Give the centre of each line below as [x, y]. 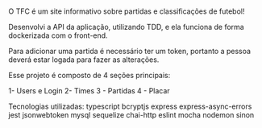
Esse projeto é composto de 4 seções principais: [89, 75]
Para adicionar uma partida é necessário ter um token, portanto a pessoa [130, 51]
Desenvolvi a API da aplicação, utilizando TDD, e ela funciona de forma [126, 27]
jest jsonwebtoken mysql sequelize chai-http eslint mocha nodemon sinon [131, 115]
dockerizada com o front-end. [58, 35]
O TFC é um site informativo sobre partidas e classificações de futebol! [127, 11]
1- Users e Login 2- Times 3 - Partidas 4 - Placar [89, 91]
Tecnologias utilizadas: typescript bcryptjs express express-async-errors [130, 106]
